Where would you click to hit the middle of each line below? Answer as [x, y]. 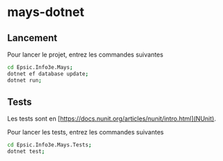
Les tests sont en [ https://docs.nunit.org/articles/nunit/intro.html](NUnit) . [111, 118]
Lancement [32, 38]
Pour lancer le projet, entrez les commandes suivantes [85, 54]
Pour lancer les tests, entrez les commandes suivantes [85, 132]
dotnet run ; [24, 80]
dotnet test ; [26, 152]
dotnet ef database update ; [48, 74]
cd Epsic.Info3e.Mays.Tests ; [49, 145]
